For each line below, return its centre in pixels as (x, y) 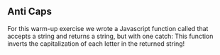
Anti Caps (29, 12)
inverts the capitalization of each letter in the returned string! (96, 43)
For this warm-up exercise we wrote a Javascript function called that (108, 28)
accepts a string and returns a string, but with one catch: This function (110, 36)
